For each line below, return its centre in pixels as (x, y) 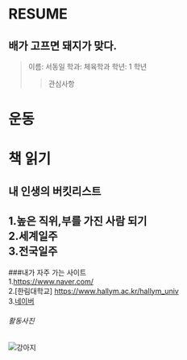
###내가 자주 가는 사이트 (48, 272)
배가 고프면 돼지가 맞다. (63, 46)
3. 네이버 (21, 301)
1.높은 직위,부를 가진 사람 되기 (78, 221)
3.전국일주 (33, 252)
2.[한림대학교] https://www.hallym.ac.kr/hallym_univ (93, 291)
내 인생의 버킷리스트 (55, 191)
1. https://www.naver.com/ (51, 281)
